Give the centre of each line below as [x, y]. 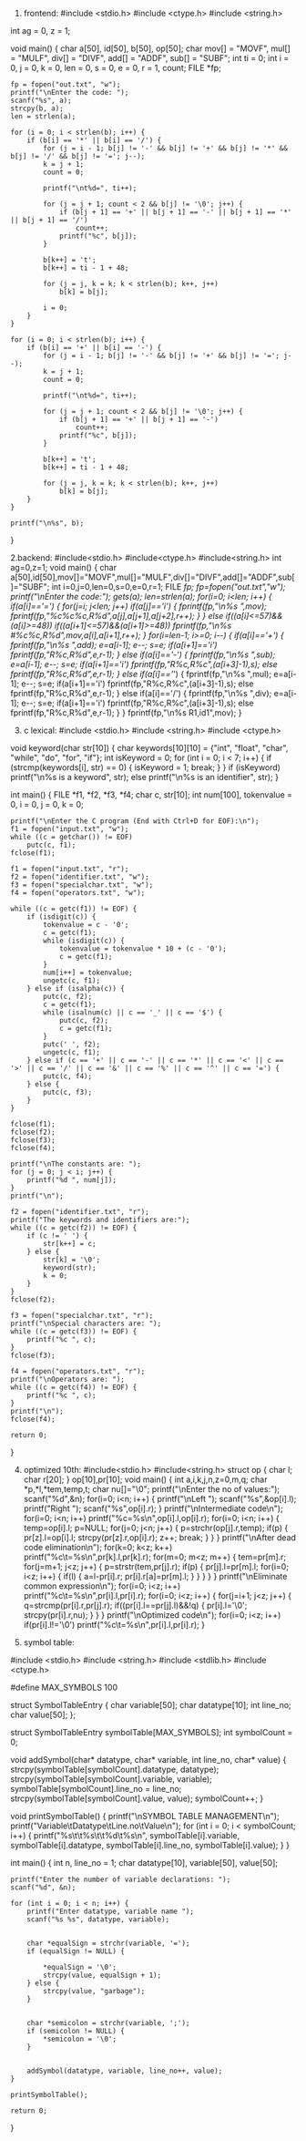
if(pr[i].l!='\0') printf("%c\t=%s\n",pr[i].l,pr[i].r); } [114, 1625]
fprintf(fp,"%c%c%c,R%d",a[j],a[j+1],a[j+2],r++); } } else [117, 616]
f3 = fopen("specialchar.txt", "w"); [82, 885]
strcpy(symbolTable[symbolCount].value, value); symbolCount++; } [137, 1798]
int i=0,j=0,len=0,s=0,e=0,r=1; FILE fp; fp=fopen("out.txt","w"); [168, 587]
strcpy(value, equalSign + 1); [102, 1975]
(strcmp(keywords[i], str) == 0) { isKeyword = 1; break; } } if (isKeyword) [146, 767]
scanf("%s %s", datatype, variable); [98, 1920]
